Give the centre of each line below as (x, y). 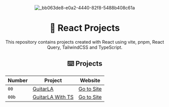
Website (90, 80)
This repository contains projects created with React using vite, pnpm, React (85, 42)
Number (18, 80)
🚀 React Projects (85, 28)
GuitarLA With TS (53, 97)
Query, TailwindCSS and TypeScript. (85, 47)
